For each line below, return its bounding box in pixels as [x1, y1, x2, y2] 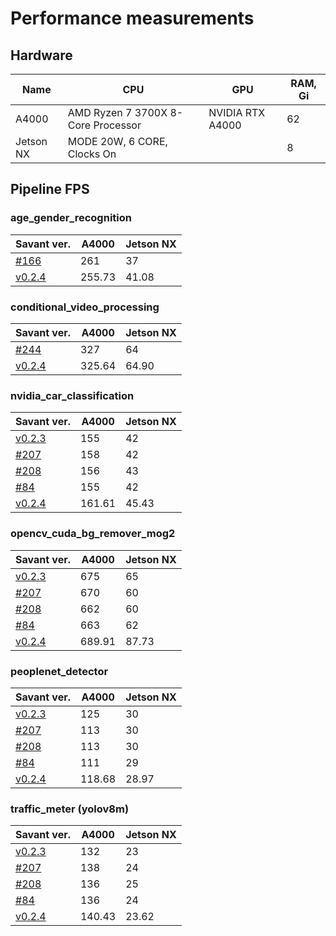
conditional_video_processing [10, 300, 160, 314]
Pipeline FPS [10, 181, 90, 198]
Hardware [10, 47, 73, 64]
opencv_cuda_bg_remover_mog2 [10, 527, 176, 541]
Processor [93, 118, 142, 132]
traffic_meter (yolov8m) [10, 802, 130, 816]
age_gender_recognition [10, 211, 132, 225]
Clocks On [67, 147, 117, 161]
